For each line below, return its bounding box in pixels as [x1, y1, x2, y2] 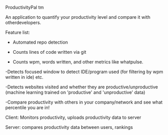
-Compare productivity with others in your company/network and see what [5, 99, 163, 105]
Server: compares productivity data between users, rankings [5, 124, 133, 130]
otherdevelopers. [5, 20, 41, 25]
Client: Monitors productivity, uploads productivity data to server [5, 114, 141, 120]
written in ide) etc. [5, 74, 43, 80]
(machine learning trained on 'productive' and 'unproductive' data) [5, 89, 146, 95]
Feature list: [5, 29, 30, 35]
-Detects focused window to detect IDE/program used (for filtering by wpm [5, 69, 163, 75]
